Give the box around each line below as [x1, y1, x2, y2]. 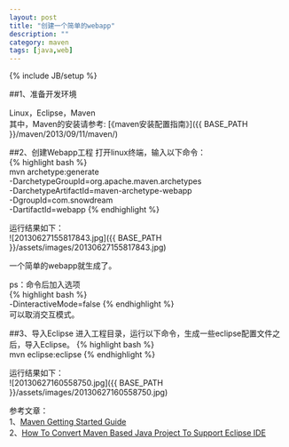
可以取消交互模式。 [9, 309, 80, 320]
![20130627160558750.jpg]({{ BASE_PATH [9, 378, 164, 388]
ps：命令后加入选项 [9, 279, 81, 290]
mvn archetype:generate [9, 166, 99, 178]
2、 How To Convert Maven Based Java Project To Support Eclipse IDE [9, 427, 266, 438]
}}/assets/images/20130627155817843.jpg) [9, 242, 167, 253]
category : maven [9, 37, 69, 47]
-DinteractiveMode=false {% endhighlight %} [9, 299, 175, 309]
